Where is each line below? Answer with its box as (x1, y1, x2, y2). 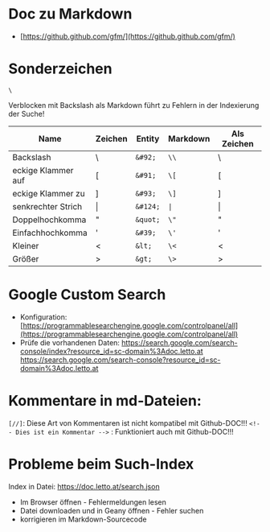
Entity (136, 133, 160, 144)
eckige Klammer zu (12, 188, 86, 199)
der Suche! (8, 109, 45, 118)
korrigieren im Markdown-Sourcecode (19, 514, 147, 524)
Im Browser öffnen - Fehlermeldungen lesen (19, 497, 167, 507)
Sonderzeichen (8, 60, 112, 78)
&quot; (135, 215, 161, 224)
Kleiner (12, 240, 39, 251)
